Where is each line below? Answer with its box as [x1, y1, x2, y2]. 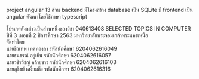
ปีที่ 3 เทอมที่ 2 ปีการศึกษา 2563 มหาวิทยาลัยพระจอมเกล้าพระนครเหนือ [6, 32, 148, 39]
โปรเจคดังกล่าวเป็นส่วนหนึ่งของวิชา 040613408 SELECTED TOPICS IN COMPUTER [6, 25, 191, 32]
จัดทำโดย [6, 38, 25, 45]
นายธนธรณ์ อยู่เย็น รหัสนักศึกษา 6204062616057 [6, 52, 112, 59]
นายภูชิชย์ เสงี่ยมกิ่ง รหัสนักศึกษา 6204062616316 [6, 65, 111, 72]
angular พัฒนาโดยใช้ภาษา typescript [6, 13, 88, 20]
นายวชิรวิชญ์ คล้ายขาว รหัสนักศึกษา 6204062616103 [6, 59, 117, 66]
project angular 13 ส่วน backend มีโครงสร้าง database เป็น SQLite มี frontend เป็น [6, 7, 193, 13]
